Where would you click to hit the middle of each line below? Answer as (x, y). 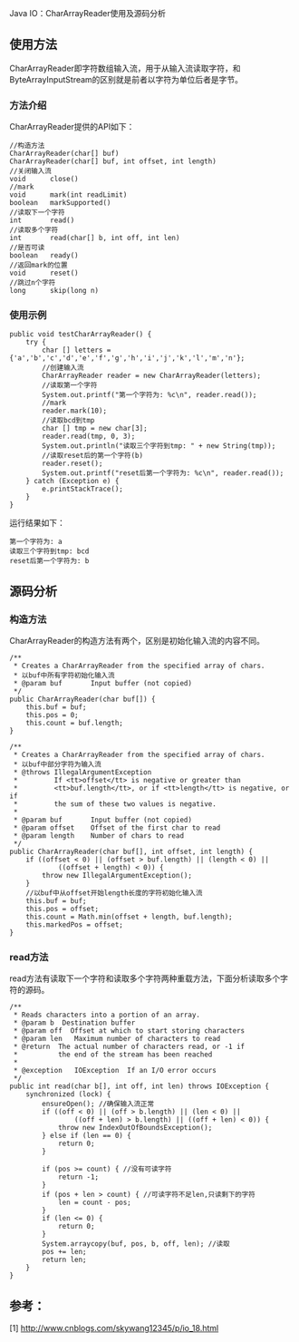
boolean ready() (44, 256)
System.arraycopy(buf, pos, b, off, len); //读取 (136, 1244)
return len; (65, 1260)
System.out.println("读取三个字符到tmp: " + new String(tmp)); (159, 446)
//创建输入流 (63, 368)
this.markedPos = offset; (75, 925)
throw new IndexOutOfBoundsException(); (135, 1128)
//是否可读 (27, 248)
